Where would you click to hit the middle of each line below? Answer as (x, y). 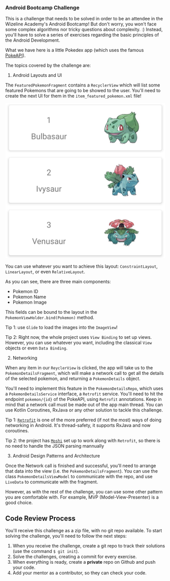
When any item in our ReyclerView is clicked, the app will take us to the (79, 367)
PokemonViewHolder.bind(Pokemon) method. (50, 317)
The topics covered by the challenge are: (48, 66)
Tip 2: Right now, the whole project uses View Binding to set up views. (79, 337)
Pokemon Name (29, 297)
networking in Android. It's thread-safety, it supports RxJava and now (78, 425)
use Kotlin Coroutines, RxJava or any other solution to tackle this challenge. (84, 410)
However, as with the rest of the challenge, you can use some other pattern (84, 491)
